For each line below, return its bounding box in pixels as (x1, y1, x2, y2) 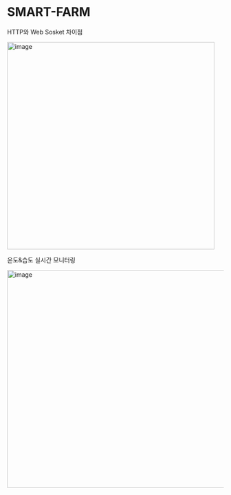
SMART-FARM (7, 4, 91, 20)
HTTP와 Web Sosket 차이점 (7, 28, 83, 36)
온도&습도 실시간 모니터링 (7, 255, 76, 264)
